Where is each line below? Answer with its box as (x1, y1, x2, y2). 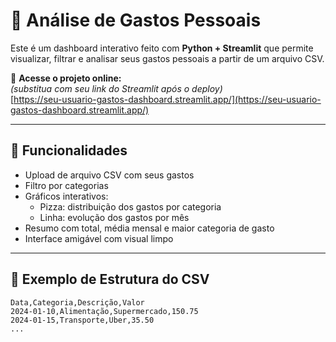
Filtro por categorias (24, 179, 109, 191)
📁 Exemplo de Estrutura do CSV (10, 271, 210, 288)
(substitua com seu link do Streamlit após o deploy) (10, 82, 223, 94)
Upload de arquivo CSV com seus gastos (24, 169, 195, 181)
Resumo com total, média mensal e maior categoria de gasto (24, 222, 275, 234)
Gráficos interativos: (24, 190, 109, 202)
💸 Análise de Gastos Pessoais (10, 9, 262, 32)
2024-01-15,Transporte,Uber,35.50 (10, 315, 155, 325)
